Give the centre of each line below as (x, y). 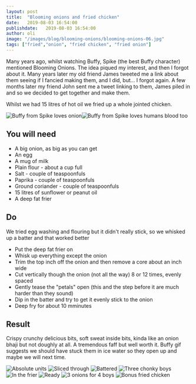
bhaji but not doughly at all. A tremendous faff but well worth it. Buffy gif (94, 345)
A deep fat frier (33, 198)
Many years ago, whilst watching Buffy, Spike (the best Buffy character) (93, 61)
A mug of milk (31, 161)
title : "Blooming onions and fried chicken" (63, 17)
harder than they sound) (44, 293)
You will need (31, 134)
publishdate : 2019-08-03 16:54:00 (51, 28)
